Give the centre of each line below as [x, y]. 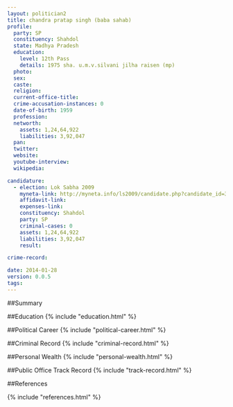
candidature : [26, 181]
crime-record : [28, 258]
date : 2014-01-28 [32, 270]
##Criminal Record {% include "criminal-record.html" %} [88, 343]
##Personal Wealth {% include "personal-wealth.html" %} [90, 356]
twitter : [26, 149]
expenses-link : [42, 207]
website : [26, 156]
